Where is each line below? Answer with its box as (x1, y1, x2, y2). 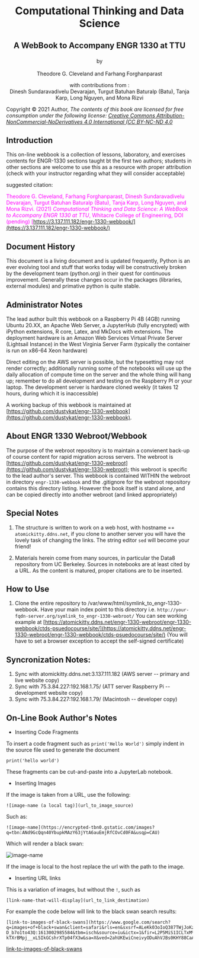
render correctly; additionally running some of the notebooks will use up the (6, 365, 191, 372)
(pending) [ (6, 218, 34, 225)
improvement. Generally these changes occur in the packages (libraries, (6, 276, 182, 283)
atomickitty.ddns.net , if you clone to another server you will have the (14, 530, 185, 537)
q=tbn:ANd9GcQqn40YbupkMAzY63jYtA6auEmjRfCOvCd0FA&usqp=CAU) (6, 830, 161, 836)
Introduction (6, 135, 53, 145)
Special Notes (6, 508, 59, 518)
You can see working (135, 612, 187, 619)
